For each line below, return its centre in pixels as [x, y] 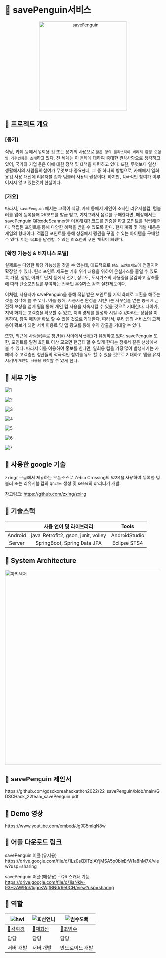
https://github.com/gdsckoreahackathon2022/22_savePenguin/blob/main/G [82, 791]
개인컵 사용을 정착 [34, 361]
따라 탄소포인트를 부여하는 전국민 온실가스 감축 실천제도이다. [68, 284]
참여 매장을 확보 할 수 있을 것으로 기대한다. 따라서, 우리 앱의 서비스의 [85, 319]
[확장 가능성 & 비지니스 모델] [37, 253]
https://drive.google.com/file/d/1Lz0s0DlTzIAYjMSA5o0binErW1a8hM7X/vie [82, 861]
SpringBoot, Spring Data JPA [69, 543]
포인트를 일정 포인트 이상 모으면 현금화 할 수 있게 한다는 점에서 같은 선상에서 [85, 342]
